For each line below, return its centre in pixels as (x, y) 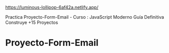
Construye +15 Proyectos (32, 22)
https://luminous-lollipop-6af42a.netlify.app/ (52, 7)
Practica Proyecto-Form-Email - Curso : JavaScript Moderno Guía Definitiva (85, 17)
